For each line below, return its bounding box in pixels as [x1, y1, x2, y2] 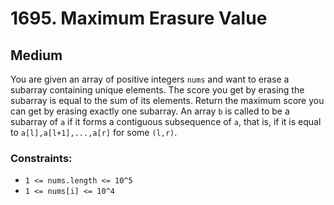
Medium [10, 47, 63, 64]
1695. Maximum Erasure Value [10, 7, 268, 30]
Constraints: [10, 151, 73, 165]
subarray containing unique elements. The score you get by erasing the [10, 84, 305, 96]
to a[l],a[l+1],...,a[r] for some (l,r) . [10, 127, 178, 138]
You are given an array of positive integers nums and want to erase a [10, 73, 290, 85]
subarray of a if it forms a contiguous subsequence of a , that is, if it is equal [10, 116, 322, 127]
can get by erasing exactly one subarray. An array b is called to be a [10, 105, 290, 117]
